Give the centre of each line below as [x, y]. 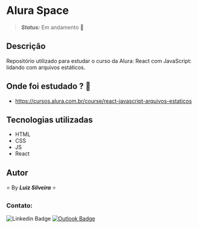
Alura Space [38, 11]
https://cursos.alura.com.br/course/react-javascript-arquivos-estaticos [103, 101]
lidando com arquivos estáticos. [46, 67]
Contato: [20, 206]
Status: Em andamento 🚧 [52, 27]
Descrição [26, 46]
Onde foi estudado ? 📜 [49, 86]
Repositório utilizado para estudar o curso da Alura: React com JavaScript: [99, 60]
